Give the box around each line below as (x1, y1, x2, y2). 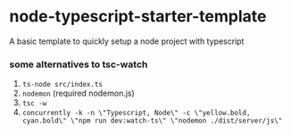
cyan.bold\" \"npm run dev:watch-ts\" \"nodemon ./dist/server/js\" (21, 116, 283, 126)
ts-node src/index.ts (21, 80, 103, 89)
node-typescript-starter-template (9, 6, 267, 27)
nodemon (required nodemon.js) (21, 88, 136, 99)
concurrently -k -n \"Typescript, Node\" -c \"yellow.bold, (21, 109, 251, 118)
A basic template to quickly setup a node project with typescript (9, 36, 245, 46)
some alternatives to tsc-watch (9, 58, 148, 71)
